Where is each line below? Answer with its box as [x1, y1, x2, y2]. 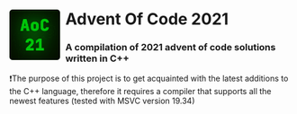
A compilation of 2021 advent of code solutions [65, 41, 276, 54]
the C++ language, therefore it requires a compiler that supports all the [9, 86, 272, 97]
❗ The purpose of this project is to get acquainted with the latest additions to [9, 73, 289, 84]
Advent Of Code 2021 [65, 9, 229, 30]
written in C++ [65, 52, 130, 65]
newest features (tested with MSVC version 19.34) [9, 95, 195, 107]
